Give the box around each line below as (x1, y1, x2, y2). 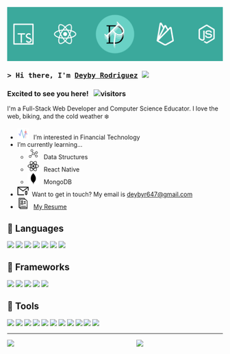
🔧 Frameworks (7, 261, 70, 273)
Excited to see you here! (7, 88, 89, 98)
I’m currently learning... (16, 141, 83, 149)
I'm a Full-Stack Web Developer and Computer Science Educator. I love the (7, 104, 219, 113)
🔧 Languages (7, 222, 64, 234)
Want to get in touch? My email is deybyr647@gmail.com (31, 190, 193, 198)
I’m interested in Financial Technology (33, 133, 140, 141)
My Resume (33, 202, 67, 211)
